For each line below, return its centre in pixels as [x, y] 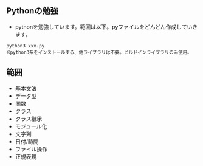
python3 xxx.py [26, 46]
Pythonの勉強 [33, 11]
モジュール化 [31, 126]
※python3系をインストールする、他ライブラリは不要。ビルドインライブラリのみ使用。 [99, 52]
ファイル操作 [31, 149]
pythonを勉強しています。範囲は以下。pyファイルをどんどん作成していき [106, 27]
